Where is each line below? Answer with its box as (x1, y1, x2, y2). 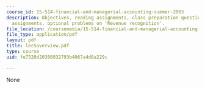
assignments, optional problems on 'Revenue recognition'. (12, 20, 165, 26)
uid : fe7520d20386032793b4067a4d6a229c (6, 54, 108, 60)
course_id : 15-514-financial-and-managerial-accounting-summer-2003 (6, 8, 184, 15)
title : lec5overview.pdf (6, 43, 70, 49)
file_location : (6, 25, 45, 32)
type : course (6, 49, 40, 55)
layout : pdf (6, 37, 37, 43)
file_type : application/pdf (6, 32, 78, 38)
